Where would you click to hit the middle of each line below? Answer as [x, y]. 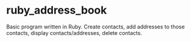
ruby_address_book [57, 10]
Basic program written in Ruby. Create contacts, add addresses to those [95, 27]
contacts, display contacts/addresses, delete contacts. [74, 33]
